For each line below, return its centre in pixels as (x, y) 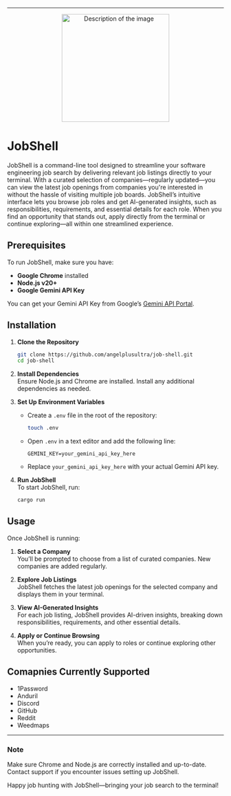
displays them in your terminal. (60, 594)
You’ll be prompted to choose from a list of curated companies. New (114, 559)
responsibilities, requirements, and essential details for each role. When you (114, 209)
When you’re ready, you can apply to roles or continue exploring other (117, 643)
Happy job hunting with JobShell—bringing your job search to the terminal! (113, 785)
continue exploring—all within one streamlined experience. (90, 223)
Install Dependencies (48, 374)
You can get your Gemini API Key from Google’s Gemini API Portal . (101, 304)
